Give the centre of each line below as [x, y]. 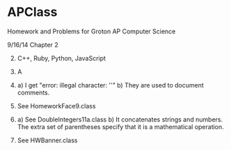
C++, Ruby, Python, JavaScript [62, 58]
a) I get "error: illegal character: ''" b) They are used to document [110, 85]
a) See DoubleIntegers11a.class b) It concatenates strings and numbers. [120, 119]
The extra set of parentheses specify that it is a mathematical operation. [120, 126]
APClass [32, 12]
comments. [33, 92]
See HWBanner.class [47, 140]
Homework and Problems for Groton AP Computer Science [91, 31]
